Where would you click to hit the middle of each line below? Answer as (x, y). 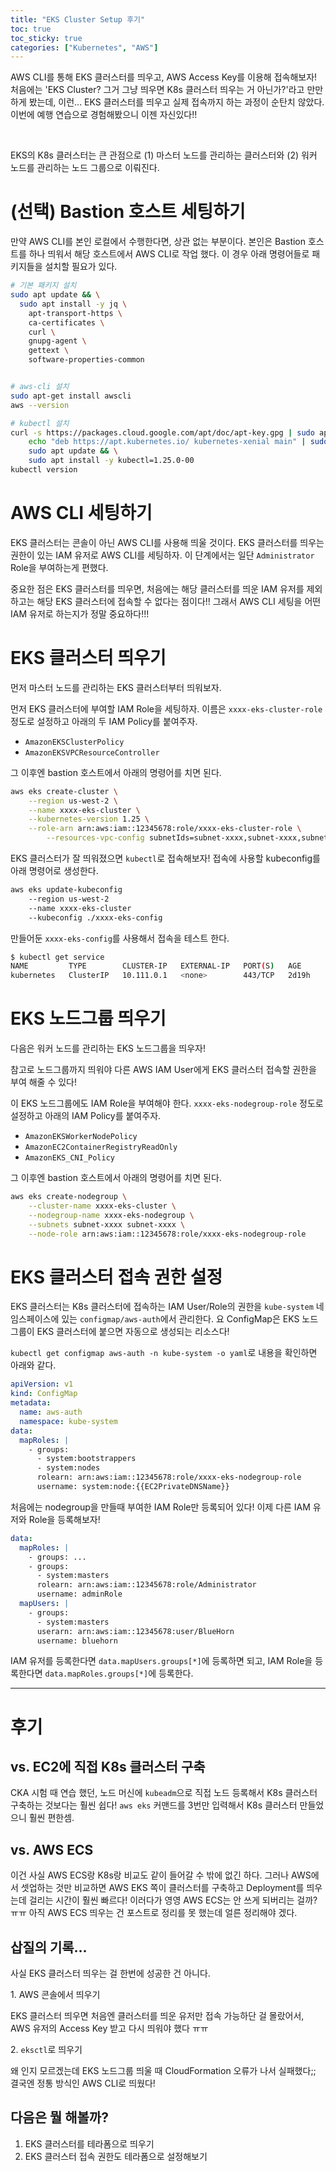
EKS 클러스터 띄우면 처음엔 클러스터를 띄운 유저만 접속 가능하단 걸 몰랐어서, (157, 2016)
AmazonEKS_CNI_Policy (69, 1158)
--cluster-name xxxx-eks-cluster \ (102, 1206)
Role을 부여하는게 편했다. (59, 567)
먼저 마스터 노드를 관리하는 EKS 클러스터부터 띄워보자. (116, 687)
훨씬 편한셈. (51, 1818)
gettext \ (49, 351)
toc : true (31, 29)
